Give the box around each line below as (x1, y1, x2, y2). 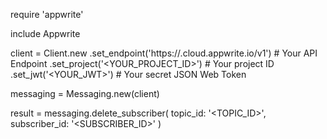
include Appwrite (10, 28, 81, 39)
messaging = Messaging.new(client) (10, 88, 160, 99)
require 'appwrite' (10, 9, 84, 20)
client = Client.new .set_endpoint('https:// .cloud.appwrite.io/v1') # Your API (10, 47, 318, 59)
